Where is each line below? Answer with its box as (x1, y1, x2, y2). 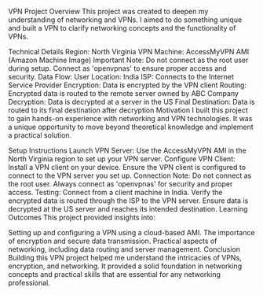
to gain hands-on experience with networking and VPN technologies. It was (8, 114, 253, 123)
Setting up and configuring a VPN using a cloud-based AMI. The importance (8, 228, 255, 237)
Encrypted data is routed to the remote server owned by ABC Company (8, 89, 239, 98)
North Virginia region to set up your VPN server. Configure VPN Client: (8, 154, 236, 164)
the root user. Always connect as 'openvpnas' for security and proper (8, 179, 233, 188)
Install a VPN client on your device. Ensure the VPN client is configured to (8, 163, 246, 171)
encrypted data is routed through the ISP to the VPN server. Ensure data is (8, 196, 249, 205)
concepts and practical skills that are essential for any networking (8, 270, 221, 278)
